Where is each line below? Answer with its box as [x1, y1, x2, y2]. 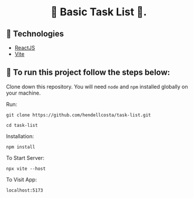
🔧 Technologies [6, 29, 64, 39]
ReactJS [14, 44, 35, 51]
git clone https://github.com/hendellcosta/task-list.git [6, 112, 151, 118]
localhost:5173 [6, 187, 44, 193]
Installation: [6, 132, 34, 140]
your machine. [6, 89, 41, 96]
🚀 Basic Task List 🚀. [51, 5, 147, 19]
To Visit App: [6, 176, 37, 183]
